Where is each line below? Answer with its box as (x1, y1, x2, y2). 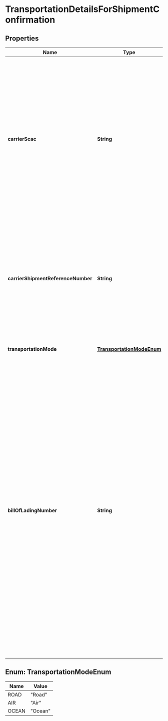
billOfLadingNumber (7, 507, 57, 514)
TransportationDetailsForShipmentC (5, 4, 160, 15)
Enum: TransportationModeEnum (5, 668, 111, 676)
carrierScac (7, 136, 36, 142)
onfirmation (5, 14, 55, 26)
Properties (5, 34, 39, 43)
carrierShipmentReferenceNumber (7, 275, 92, 282)
